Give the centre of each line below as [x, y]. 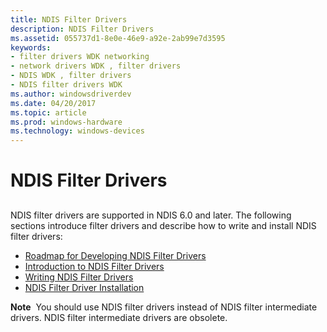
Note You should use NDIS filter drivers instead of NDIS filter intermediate [164, 307]
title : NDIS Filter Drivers [69, 19]
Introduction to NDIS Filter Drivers [94, 266]
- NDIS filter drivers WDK [66, 85]
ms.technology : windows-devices [77, 131]
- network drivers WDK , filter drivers [96, 66]
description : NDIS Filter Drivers [82, 29]
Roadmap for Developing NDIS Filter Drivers [115, 255]
